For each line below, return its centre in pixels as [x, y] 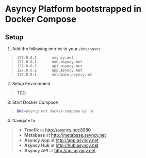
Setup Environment [31, 84]
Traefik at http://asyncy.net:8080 [57, 130]
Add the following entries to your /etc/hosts [56, 49]
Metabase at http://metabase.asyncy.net [65, 135]
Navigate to [24, 120]
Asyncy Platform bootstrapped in [73, 9]
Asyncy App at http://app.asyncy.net [61, 140]
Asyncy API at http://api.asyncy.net [60, 150]
